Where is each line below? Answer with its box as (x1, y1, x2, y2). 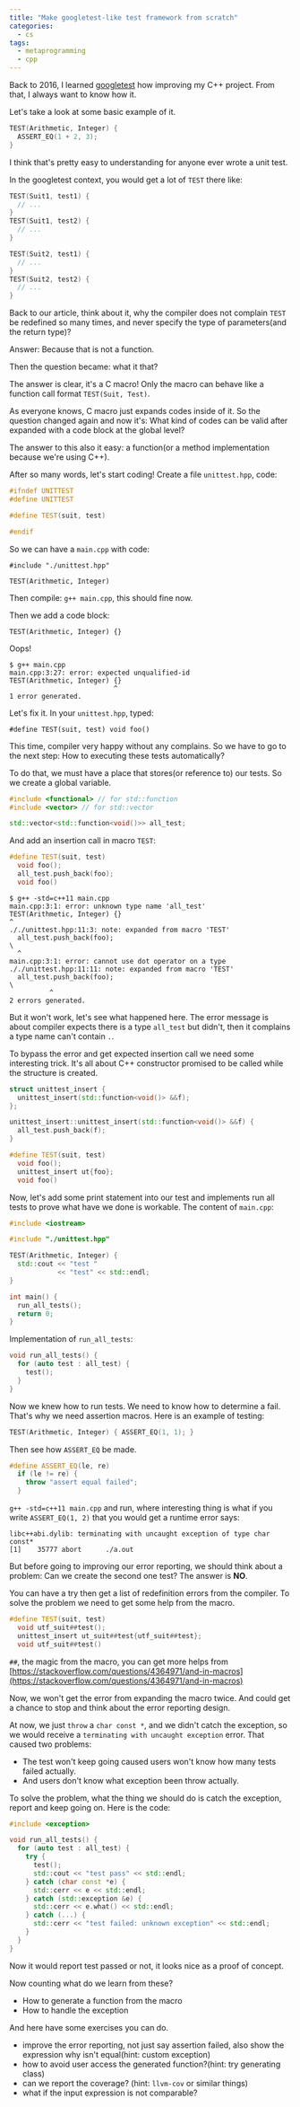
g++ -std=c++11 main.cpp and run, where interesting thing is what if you (9, 1503, 273, 1513)
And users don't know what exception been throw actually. (21, 1775, 239, 1785)
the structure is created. (9, 1067, 99, 1078)
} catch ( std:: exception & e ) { (25, 1894, 142, 1903)
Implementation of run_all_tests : (9, 1334, 133, 1344)
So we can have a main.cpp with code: (9, 543, 150, 554)
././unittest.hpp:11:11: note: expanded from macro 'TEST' (9, 965, 235, 974)
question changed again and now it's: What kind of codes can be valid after (9, 415, 288, 427)
